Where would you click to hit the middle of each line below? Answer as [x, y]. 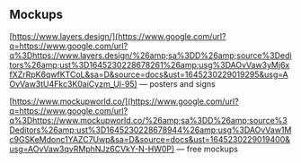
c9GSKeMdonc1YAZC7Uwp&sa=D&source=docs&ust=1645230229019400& [150, 139]
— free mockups [207, 149]
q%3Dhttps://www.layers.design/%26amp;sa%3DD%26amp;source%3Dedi [150, 55]
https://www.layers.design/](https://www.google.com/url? [119, 36]
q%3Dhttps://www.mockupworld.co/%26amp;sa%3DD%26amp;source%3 [148, 120]
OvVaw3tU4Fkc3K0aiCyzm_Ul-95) [73, 83]
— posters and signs [177, 83]
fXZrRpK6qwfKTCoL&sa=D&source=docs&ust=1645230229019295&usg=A [149, 74]
